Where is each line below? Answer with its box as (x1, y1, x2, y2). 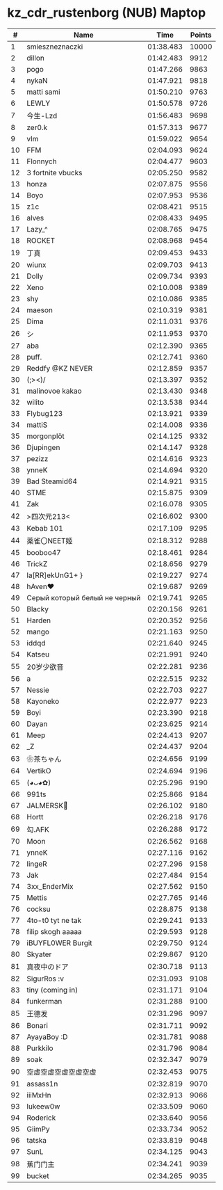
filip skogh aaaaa (26, 926, 82, 936)
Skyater (26, 949, 52, 959)
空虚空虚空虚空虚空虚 (26, 1067, 97, 1077)
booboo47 (26, 547, 61, 557)
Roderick (26, 1113, 56, 1123)
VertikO (26, 766, 51, 775)
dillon (26, 53, 45, 63)
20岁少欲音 (26, 662, 64, 672)
